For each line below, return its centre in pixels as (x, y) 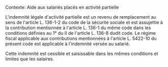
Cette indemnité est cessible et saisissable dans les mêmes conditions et (82, 53)
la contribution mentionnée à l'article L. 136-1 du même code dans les (78, 28)
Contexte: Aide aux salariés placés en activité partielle (62, 7)
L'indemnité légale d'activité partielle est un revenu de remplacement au (81, 17)
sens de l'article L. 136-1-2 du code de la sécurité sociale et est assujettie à (84, 22)
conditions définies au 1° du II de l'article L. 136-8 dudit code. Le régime (81, 33)
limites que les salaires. (30, 59)
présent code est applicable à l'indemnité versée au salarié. (68, 44)
